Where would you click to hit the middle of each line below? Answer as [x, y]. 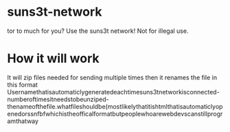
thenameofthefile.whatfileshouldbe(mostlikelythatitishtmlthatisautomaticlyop [115, 106]
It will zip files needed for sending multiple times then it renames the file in [112, 77]
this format [22, 84]
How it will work [53, 58]
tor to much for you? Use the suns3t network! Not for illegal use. [98, 31]
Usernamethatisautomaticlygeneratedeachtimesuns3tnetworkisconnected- [113, 92]
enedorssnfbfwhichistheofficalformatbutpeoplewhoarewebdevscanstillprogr [115, 114]
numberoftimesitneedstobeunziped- [58, 99]
